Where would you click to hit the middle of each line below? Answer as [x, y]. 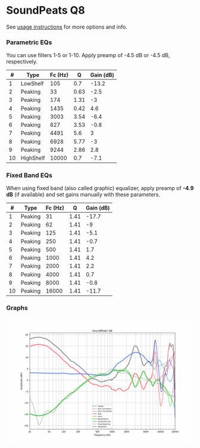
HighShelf [33, 158]
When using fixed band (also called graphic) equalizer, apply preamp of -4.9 [100, 188]
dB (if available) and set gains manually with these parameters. [83, 195]
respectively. [22, 62]
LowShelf [32, 83]
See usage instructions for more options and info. [67, 27]
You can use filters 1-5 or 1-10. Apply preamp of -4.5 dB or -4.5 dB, [88, 55]
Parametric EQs [29, 42]
